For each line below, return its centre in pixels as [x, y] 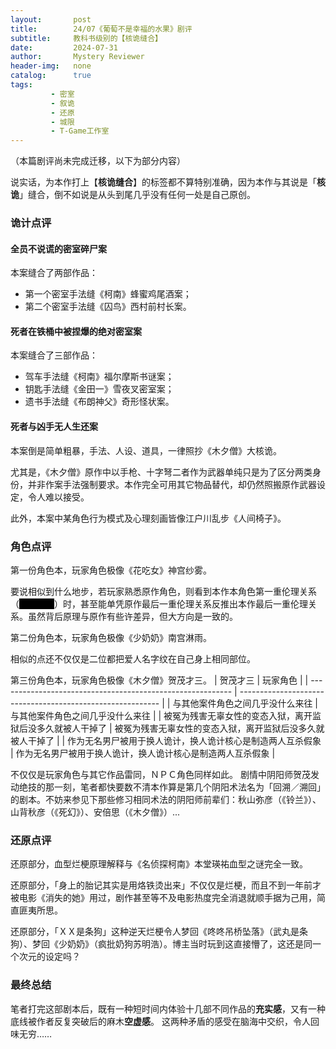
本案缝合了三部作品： [54, 355]
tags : [21, 85]
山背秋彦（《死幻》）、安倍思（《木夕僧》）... [95, 812]
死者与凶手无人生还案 [54, 427]
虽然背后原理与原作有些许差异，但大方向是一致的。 [132, 616]
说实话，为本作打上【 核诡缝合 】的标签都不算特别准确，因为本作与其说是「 [163, 182]
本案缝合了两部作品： [54, 273]
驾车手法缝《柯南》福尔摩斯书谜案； [99, 377]
